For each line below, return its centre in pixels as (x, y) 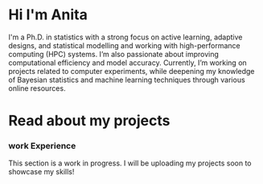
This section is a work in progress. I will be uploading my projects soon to (130, 163)
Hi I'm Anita (48, 15)
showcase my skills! (41, 172)
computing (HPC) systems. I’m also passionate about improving (114, 54)
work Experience (42, 146)
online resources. (37, 88)
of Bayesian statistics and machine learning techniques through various (127, 80)
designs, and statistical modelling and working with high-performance (124, 45)
